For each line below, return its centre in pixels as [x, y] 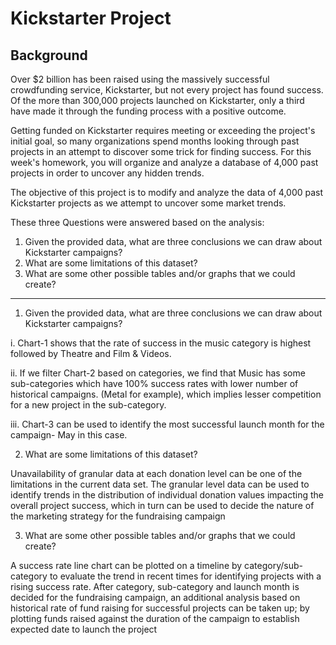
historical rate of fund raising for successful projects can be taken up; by [160, 608]
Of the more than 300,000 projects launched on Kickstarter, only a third [157, 100]
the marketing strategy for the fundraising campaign [118, 516]
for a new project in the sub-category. [88, 405]
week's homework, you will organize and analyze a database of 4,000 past [164, 162]
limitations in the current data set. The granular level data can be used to [160, 484]
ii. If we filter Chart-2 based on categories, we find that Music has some [158, 373]
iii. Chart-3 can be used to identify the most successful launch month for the [167, 424]
